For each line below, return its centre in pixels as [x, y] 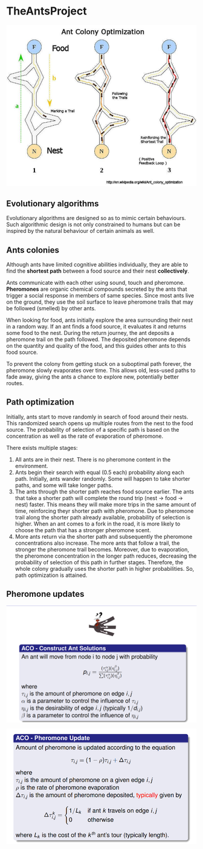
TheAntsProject [47, 11]
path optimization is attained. [51, 575]
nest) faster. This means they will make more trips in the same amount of [105, 504]
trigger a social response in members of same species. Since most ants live [100, 295]
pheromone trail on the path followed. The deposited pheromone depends [98, 339]
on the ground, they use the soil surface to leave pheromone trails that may [100, 302]
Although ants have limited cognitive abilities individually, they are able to [97, 264]
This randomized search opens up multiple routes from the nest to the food [100, 423]
